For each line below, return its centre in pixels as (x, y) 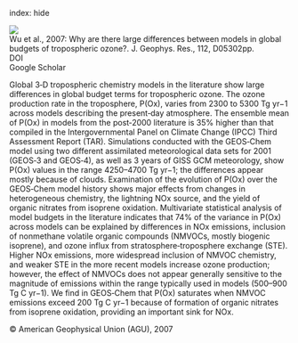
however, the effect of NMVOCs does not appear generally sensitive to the (146, 274)
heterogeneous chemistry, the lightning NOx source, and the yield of (135, 198)
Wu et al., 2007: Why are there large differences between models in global (145, 39)
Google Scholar (38, 67)
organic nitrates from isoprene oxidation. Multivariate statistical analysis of (145, 208)
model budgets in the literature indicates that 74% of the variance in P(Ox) (145, 217)
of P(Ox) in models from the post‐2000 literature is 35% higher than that (141, 122)
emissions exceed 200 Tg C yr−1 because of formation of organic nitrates (144, 302)
